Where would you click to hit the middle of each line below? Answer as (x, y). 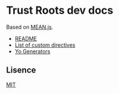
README (26, 38)
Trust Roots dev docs (60, 10)
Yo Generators (32, 51)
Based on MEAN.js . (30, 27)
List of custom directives (45, 45)
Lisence (21, 70)
